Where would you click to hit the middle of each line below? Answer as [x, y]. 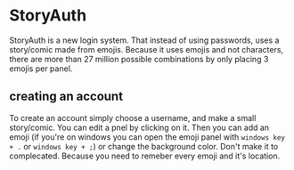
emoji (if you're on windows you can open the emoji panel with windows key [147, 137]
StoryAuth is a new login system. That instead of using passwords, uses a [144, 40]
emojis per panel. [41, 69]
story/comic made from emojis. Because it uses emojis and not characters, [146, 49]
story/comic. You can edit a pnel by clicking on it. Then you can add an [139, 127]
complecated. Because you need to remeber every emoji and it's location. [145, 156]
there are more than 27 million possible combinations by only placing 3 [139, 59]
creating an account [66, 97]
